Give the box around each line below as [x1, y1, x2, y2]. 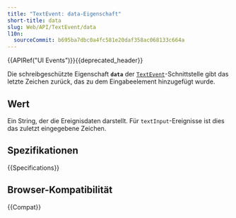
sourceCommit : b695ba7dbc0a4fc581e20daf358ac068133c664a [13, 37, 185, 44]
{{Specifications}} [7, 163, 60, 172]
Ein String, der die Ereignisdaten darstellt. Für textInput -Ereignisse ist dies [7, 116, 225, 125]
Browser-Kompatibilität [7, 184, 113, 196]
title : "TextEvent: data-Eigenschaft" [7, 10, 122, 18]
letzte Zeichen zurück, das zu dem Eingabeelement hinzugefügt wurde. [7, 77, 216, 86]
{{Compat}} [7, 202, 41, 211]
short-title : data [7, 17, 61, 24]
